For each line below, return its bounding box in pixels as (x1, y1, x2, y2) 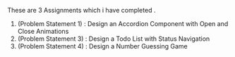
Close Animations (17, 27, 69, 35)
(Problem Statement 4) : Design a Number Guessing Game (17, 42, 188, 50)
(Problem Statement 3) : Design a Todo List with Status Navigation (17, 34, 210, 43)
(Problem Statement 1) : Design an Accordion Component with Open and (17, 20, 229, 27)
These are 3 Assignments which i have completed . (7, 6, 156, 14)
